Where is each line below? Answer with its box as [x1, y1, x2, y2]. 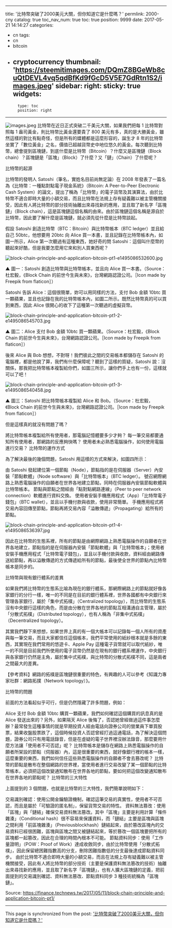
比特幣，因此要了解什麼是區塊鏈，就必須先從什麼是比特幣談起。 [5, 214, 140, 220]
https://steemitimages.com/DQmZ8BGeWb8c [15, 66, 165, 74]
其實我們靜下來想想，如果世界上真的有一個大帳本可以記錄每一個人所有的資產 [5, 628, 167, 634]
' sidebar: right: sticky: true [51, 82, 141, 90]
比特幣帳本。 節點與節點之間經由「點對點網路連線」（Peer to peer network [5, 486, 161, 492]
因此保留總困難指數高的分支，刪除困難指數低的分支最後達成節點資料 [16, 847, 160, 854]
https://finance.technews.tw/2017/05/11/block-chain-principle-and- [23, 890, 165, 896]
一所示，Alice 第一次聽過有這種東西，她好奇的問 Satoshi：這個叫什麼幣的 [9, 238, 164, 244]
